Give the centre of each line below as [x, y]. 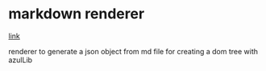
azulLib [21, 60]
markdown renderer [77, 14]
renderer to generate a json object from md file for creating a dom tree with [133, 51]
